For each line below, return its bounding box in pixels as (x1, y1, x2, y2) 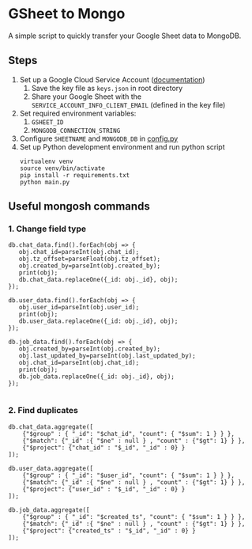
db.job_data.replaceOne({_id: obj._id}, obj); (18, 373, 175, 381)
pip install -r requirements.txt (19, 171, 130, 179)
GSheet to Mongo (8, 5, 126, 23)
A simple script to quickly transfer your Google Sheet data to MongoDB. (8, 31, 242, 40)
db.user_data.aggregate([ (8, 464, 93, 472)
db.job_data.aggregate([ (8, 505, 90, 514)
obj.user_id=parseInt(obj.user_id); (18, 304, 140, 312)
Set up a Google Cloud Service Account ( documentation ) (19, 74, 205, 84)
